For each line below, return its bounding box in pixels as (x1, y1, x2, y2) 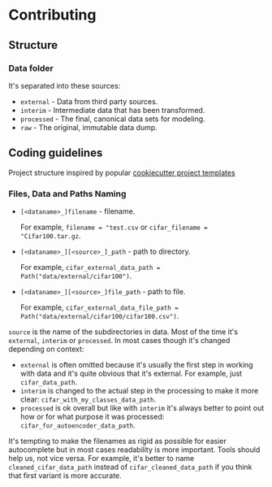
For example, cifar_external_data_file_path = (19, 302, 179, 312)
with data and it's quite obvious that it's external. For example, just (19, 368, 242, 378)
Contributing (8, 6, 97, 24)
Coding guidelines (8, 146, 103, 160)
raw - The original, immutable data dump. (19, 122, 158, 132)
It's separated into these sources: (8, 80, 121, 90)
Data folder (8, 63, 54, 74)
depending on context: (8, 344, 84, 354)
